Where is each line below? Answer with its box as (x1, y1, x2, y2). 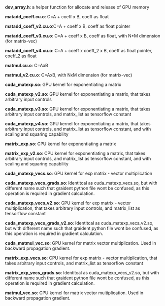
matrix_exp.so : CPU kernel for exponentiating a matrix (5, 141, 116, 147)
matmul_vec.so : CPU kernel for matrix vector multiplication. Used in (5, 290, 144, 296)
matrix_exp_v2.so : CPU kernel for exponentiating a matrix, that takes (5, 151, 146, 156)
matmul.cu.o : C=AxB (5, 63, 48, 68)
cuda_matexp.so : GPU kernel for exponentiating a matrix (5, 81, 122, 87)
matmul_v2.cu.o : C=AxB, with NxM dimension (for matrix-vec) (5, 72, 132, 78)
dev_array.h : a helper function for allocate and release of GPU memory (5, 4, 149, 10)
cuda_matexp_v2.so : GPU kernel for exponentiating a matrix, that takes (5, 91, 151, 97)
